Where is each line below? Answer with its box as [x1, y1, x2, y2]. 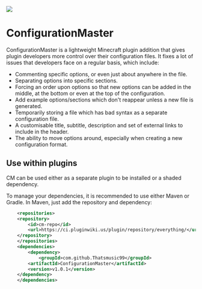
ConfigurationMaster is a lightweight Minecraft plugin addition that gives [6, 46, 185, 53]
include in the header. [14, 128, 69, 135]
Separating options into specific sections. [14, 77, 118, 84]
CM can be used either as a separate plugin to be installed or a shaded [6, 174, 182, 181]
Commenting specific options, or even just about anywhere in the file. [14, 70, 188, 78]
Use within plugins [6, 158, 78, 168]
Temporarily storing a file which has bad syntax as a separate [14, 109, 168, 116]
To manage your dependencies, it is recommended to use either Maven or [6, 192, 190, 199]
